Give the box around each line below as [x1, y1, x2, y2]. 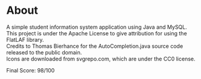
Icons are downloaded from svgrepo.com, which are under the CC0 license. [6, 55, 196, 62]
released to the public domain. [6, 48, 82, 56]
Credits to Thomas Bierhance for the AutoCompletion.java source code [6, 42, 183, 50]
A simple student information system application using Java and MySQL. [6, 23, 188, 31]
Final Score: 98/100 [6, 66, 55, 74]
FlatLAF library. [6, 36, 44, 43]
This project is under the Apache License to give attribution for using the [6, 29, 188, 37]
